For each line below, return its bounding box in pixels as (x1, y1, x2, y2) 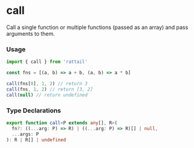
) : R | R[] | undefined (6, 137, 66, 143)
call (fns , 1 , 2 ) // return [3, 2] (6, 86, 94, 92)
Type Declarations (6, 106, 62, 115)
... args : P (11, 131, 39, 137)
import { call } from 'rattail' (6, 59, 88, 65)
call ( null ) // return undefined (6, 92, 88, 98)
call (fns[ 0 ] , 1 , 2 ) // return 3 (6, 80, 88, 86)
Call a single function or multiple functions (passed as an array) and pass (6, 24, 189, 31)
